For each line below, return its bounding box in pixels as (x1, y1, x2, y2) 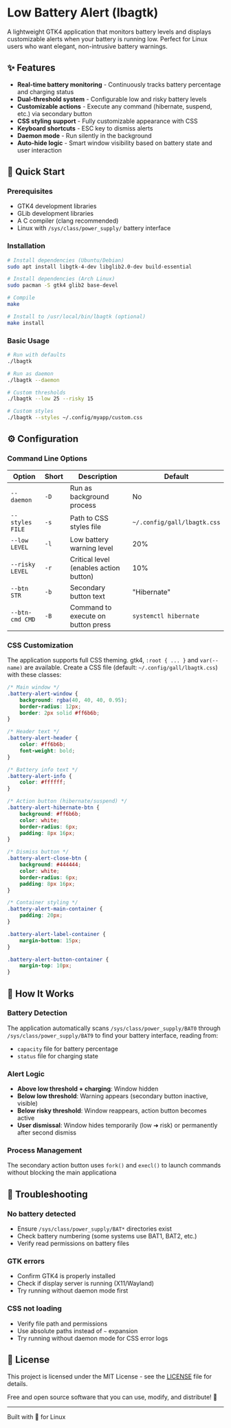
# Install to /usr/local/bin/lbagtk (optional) (7, 313, 146, 320)
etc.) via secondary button (16, 109, 93, 118)
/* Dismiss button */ (7, 849, 69, 856)
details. (7, 1379, 28, 1387)
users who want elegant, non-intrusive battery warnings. (7, 42, 168, 50)
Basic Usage (7, 335, 50, 345)
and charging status (16, 87, 74, 96)
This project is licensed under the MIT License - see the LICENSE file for (7, 1372, 212, 1381)
